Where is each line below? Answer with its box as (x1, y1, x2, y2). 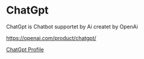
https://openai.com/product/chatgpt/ (6, 34, 96, 41)
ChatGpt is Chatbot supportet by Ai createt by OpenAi (6, 23, 138, 30)
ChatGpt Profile (6, 45, 44, 53)
